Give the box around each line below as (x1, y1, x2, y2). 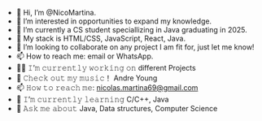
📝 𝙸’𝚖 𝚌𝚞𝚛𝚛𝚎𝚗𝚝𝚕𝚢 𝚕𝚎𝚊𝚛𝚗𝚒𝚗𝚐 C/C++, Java (15, 94, 169, 104)
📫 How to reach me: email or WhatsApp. (15, 51, 154, 61)
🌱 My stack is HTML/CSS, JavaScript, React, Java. (15, 33, 186, 43)
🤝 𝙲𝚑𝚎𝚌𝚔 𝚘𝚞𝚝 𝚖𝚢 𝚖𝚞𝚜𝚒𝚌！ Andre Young (15, 73, 158, 83)
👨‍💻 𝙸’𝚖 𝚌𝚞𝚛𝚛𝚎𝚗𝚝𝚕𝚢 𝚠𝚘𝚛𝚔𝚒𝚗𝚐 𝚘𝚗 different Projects (15, 63, 197, 72)
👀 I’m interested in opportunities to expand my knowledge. (15, 16, 212, 26)
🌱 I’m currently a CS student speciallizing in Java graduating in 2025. (15, 25, 248, 34)
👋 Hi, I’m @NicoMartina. (15, 8, 96, 17)
